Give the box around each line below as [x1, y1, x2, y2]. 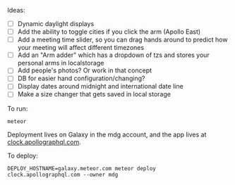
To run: [7, 104, 28, 113]
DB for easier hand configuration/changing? [17, 74, 145, 83]
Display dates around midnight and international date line [17, 82, 183, 91]
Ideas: [7, 6, 25, 14]
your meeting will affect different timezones [17, 44, 145, 52]
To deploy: [7, 151, 38, 160]
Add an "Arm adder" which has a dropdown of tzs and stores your [17, 51, 210, 59]
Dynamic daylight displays [17, 20, 95, 27]
